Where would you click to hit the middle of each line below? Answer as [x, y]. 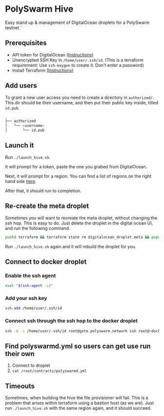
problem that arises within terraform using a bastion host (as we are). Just [80, 403]
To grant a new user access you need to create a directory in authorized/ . [80, 97]
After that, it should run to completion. [43, 191]
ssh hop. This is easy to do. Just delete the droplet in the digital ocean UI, [79, 223]
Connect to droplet [31, 366]
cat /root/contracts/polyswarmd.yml [49, 371]
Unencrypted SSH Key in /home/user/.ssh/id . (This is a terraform [78, 60]
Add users [21, 86]
